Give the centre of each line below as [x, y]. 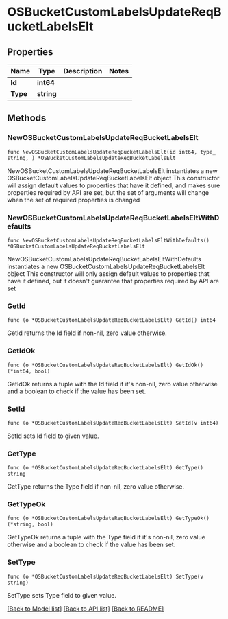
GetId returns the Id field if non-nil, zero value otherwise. [87, 333]
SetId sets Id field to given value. [53, 436]
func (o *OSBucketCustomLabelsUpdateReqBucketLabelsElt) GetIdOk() [105, 365]
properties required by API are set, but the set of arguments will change [108, 192]
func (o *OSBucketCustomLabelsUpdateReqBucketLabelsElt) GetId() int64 [111, 320]
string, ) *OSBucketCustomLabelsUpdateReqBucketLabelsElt [91, 158]
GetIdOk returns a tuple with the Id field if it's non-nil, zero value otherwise [112, 384]
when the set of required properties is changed [74, 200]
